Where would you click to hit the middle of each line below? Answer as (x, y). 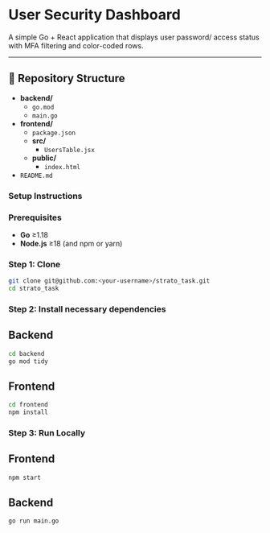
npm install (28, 412)
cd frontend (28, 405)
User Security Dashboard (94, 15)
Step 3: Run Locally (47, 432)
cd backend (27, 353)
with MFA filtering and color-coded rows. (76, 45)
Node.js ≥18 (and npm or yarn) (71, 243)
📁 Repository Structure (67, 79)
